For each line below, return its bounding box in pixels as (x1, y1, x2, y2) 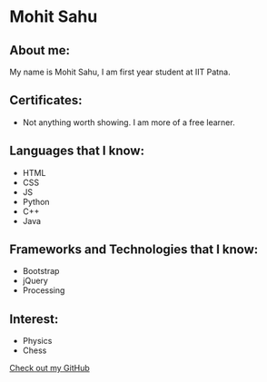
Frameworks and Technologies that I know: (9, 242, 259, 258)
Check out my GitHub (9, 363, 91, 374)
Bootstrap (22, 266, 60, 277)
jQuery (22, 275, 48, 287)
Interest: (9, 311, 59, 327)
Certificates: (9, 93, 84, 108)
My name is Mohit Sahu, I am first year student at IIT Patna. (9, 66, 231, 77)
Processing (22, 285, 65, 296)
